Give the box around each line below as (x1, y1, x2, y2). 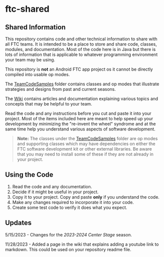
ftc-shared (5, 3, 50, 15)
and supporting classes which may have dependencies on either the (17, 141, 156, 147)
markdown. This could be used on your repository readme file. (5, 246, 132, 252)
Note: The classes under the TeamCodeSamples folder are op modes (17, 136, 158, 141)
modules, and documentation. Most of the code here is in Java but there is (5, 47, 156, 52)
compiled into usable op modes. (5, 72, 70, 77)
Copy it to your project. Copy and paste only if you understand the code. (12, 194, 160, 200)
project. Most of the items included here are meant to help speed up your (5, 116, 153, 121)
